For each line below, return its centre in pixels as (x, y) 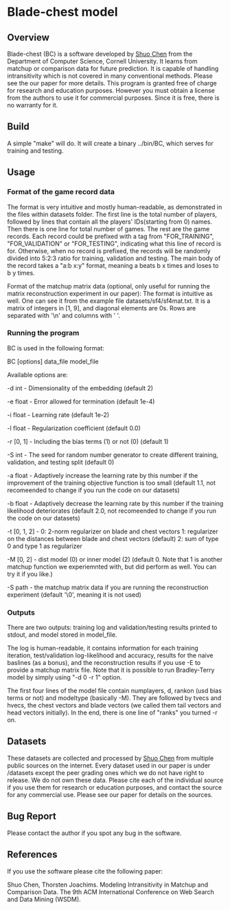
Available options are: (38, 374)
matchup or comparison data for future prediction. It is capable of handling (113, 68)
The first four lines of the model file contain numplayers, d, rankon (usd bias (114, 691)
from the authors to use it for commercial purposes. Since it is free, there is (113, 98)
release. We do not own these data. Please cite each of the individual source (115, 780)
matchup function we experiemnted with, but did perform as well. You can (112, 567)
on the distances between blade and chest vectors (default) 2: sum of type (113, 538)
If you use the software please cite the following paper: (85, 871)
